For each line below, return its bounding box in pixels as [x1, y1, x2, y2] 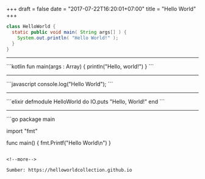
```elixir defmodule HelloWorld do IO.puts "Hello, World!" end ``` [6, 98, 165, 106]
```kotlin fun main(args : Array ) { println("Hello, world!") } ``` [6, 63, 154, 70]
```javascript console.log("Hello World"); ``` [6, 81, 113, 88]
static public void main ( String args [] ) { [12, 29, 127, 35]
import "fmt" [6, 128, 38, 135]
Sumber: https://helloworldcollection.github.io [6, 167, 132, 174]
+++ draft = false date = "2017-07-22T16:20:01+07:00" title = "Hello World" [6, 5, 196, 12]
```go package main [6, 115, 56, 123]
